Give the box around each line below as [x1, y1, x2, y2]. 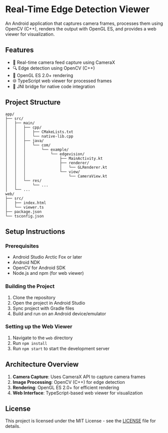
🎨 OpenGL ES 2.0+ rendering [12, 72, 73, 78]
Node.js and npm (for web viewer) [12, 270, 85, 276]
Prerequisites [5, 242, 39, 249]
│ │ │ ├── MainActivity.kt [5, 156, 103, 161]
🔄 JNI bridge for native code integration [12, 83, 95, 89]
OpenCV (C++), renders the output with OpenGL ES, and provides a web [5, 25, 157, 31]
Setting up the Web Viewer [5, 323, 72, 330]
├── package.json [5, 209, 42, 214]
